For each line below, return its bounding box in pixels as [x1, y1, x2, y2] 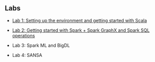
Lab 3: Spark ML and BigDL [12, 42, 70, 48]
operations [12, 32, 35, 38]
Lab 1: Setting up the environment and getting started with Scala [12, 17, 147, 23]
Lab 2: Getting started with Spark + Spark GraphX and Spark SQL [12, 27, 150, 33]
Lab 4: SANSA [12, 52, 42, 58]
